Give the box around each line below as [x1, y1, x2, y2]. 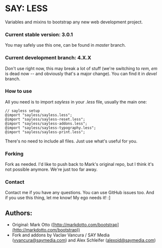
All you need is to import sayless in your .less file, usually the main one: [5, 99, 147, 105]
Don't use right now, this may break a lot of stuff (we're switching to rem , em [5, 65, 158, 71]
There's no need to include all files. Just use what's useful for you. [5, 138, 138, 144]
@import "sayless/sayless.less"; [5, 112, 73, 117]
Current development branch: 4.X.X [5, 54, 91, 61]
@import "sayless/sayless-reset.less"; [5, 117, 86, 122]
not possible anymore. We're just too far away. [5, 166, 98, 173]
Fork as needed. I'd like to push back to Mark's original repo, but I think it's [5, 161, 154, 167]
